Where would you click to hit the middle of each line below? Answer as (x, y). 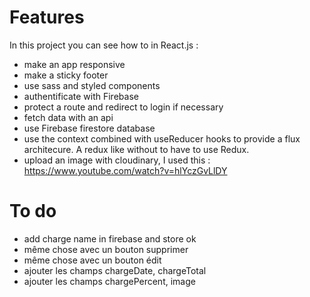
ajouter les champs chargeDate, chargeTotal (115, 270)
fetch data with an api (68, 117)
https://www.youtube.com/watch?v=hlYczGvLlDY (125, 170)
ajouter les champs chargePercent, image (109, 281)
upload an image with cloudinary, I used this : (117, 160)
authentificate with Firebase (81, 96)
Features (47, 17)
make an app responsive (74, 64)
